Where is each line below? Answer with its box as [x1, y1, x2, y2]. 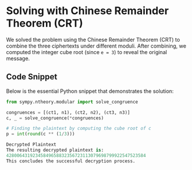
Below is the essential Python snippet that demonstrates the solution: [6, 87, 174, 95]
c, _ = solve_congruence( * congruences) [6, 115, 104, 121]
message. [6, 55, 30, 62]
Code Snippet [6, 72, 58, 82]
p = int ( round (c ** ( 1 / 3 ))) [6, 131, 75, 137]
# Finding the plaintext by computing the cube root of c [6, 125, 151, 132]
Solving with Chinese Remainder [6, 4, 169, 18]
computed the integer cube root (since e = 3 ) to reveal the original [6, 48, 167, 55]
